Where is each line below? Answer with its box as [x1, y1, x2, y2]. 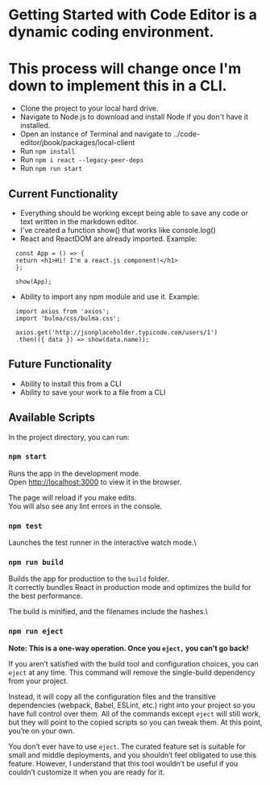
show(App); [15, 277, 52, 285]
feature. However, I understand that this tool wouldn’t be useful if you [8, 758, 239, 768]
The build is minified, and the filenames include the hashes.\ [8, 607, 208, 617]
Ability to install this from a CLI [19, 379, 123, 388]
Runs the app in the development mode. [8, 468, 141, 478]
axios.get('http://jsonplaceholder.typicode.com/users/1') [15, 328, 218, 336]
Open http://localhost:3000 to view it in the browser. [8, 477, 182, 487]
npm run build [8, 558, 64, 567]
